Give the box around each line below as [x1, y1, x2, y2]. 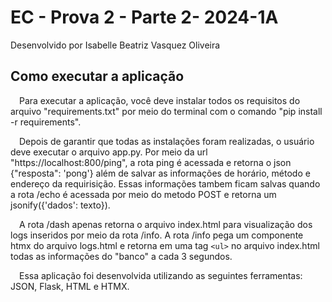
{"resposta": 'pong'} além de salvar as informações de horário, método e [10, 167, 311, 179]
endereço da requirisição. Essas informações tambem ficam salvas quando [10, 177, 321, 190]
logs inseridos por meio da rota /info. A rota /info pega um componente [10, 229, 304, 241]
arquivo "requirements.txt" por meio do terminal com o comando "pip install [10, 105, 323, 117]
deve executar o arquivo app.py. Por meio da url [10, 146, 208, 158]
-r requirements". [10, 116, 82, 128]
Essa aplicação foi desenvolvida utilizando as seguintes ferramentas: [19, 269, 303, 281]
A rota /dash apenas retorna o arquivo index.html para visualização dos [19, 218, 313, 230]
